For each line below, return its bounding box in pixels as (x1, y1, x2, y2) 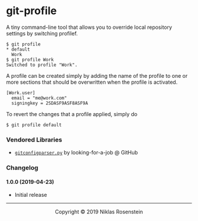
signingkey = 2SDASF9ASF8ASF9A (11, 100, 88, 106)
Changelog (6, 164, 38, 172)
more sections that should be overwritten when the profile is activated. (6, 78, 178, 85)
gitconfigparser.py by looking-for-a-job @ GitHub (14, 149, 138, 156)
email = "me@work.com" (11, 95, 67, 101)
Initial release (14, 192, 47, 199)
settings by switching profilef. (6, 29, 78, 37)
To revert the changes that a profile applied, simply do (6, 110, 137, 117)
